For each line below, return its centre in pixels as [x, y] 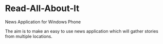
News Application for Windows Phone [43, 22]
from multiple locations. [29, 36]
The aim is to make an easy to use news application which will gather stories [82, 31]
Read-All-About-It [42, 8]
